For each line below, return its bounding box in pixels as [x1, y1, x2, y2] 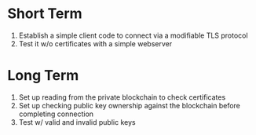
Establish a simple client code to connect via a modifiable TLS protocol [18, 31, 248, 40]
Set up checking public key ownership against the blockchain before [18, 100, 241, 110]
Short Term [7, 5, 83, 23]
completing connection [18, 109, 94, 119]
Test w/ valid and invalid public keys [18, 117, 136, 126]
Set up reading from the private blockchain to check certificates [18, 92, 226, 102]
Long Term [7, 67, 79, 85]
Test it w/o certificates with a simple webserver [18, 38, 173, 48]
